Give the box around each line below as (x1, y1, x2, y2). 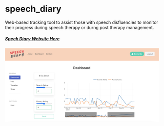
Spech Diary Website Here (5, 35, 60, 42)
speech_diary (5, 3, 62, 15)
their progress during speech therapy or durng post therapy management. (5, 24, 154, 30)
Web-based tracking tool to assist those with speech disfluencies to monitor (5, 19, 159, 25)
